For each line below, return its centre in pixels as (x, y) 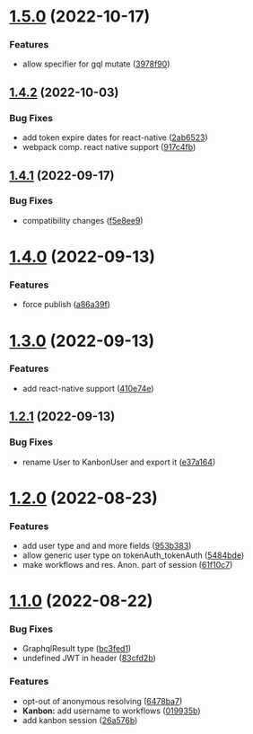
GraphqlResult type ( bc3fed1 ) (77, 649)
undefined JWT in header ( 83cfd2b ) (89, 659)
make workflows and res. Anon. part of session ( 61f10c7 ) (127, 565)
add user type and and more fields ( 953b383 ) (107, 546)
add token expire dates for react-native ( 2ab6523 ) (115, 137)
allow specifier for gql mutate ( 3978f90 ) (96, 64)
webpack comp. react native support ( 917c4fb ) (109, 147)
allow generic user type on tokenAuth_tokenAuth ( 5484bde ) (133, 555)
